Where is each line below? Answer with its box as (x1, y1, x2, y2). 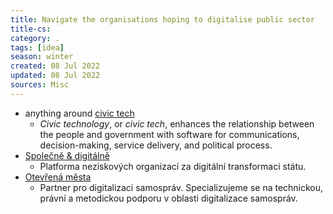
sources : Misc (10, 80, 70, 90)
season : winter (10, 52, 74, 62)
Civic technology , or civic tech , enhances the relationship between (39, 117, 315, 130)
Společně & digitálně (24, 149, 110, 161)
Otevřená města (24, 171, 92, 183)
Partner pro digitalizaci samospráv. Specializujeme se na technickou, (39, 181, 324, 193)
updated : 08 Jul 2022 (10, 71, 101, 81)
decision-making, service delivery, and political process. (39, 139, 273, 151)
